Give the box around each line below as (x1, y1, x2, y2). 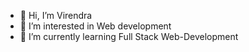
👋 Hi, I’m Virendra (19, 10, 93, 21)
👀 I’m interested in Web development (19, 20, 172, 32)
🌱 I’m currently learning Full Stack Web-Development (19, 31, 239, 42)
